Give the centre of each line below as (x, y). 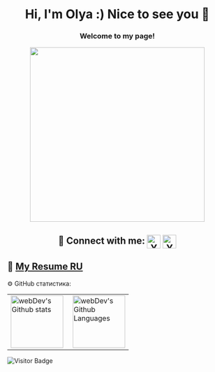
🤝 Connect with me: (102, 241)
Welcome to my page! (117, 36)
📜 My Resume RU (45, 267)
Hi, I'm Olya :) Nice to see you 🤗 (117, 14)
